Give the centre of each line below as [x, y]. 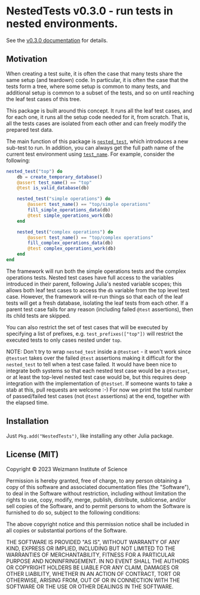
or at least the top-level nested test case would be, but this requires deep [96, 377]
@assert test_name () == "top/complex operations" [90, 238]
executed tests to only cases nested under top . [64, 340]
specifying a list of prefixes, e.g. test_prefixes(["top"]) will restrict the [95, 333]
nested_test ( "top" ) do [34, 171]
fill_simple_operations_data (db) [69, 210]
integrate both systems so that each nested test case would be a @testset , [98, 371]
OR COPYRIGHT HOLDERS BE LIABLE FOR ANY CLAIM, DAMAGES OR [93, 567]
